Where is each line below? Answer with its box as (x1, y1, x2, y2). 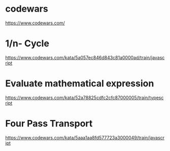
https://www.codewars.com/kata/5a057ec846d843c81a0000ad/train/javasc (5, 54, 165, 61)
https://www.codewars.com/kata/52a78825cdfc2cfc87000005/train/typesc (5, 95, 164, 101)
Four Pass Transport (5, 118, 93, 129)
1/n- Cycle (5, 38, 50, 49)
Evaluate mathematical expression (5, 78, 154, 89)
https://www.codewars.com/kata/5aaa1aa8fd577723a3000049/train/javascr (5, 134, 165, 140)
